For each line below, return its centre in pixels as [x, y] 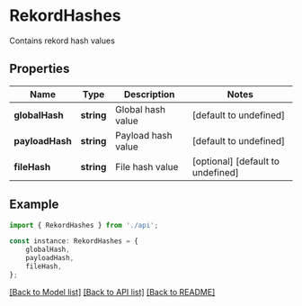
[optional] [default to [236, 161]
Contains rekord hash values [62, 40]
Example [34, 205]
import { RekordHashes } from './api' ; [84, 225]
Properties [40, 69]
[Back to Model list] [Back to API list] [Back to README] [112, 292]
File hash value [147, 166]
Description [149, 94]
